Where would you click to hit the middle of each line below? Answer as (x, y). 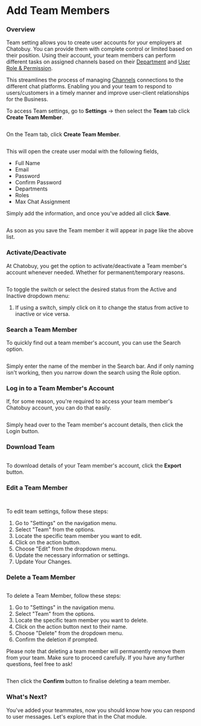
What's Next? (27, 697)
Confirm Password (38, 183)
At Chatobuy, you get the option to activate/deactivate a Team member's (97, 266)
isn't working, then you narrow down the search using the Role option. (94, 373)
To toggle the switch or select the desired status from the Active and (91, 289)
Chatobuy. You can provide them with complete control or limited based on (99, 49)
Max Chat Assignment (43, 202)
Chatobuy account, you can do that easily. (59, 408)
